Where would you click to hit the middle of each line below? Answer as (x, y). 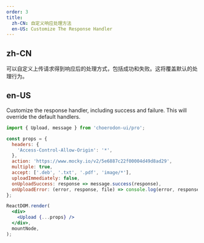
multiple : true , (32, 167)
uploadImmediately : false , (46, 178)
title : (15, 18)
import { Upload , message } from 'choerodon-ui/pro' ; (76, 128)
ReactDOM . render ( (28, 206)
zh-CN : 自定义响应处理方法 (42, 23)
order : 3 (17, 12)
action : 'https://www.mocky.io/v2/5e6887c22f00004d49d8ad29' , (92, 161)
